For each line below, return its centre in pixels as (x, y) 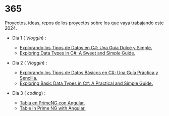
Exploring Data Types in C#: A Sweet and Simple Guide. (77, 53)
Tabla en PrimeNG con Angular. (52, 103)
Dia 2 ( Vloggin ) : (30, 63)
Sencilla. (29, 78)
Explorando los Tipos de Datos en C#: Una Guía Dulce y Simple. (86, 47)
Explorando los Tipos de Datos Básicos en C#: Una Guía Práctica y (89, 72)
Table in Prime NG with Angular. (53, 108)
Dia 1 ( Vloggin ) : (29, 38)
